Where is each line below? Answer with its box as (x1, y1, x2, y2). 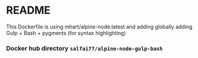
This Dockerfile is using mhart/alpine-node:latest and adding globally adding (6, 23, 193, 30)
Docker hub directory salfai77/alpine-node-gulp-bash (6, 44, 163, 52)
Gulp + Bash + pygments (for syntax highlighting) (6, 29, 126, 36)
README (6, 4, 51, 17)
